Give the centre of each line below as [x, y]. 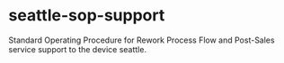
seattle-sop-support [87, 16]
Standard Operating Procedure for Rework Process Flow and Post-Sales [142, 40]
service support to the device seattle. [78, 49]
